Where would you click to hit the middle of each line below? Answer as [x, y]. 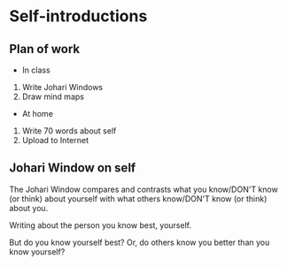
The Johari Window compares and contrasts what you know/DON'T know [144, 189]
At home [37, 114]
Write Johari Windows [62, 87]
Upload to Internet [55, 140]
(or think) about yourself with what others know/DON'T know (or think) [138, 198]
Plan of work [45, 49]
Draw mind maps [53, 96]
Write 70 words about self [69, 131]
